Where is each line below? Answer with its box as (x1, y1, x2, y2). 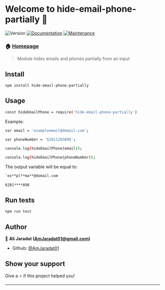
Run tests (5, 196, 35, 204)
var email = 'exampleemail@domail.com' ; (5, 128, 89, 133)
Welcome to (5, 3, 55, 15)
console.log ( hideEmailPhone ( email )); (5, 146, 82, 151)
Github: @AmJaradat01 (12, 245, 59, 251)
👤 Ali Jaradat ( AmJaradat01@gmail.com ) (5, 236, 90, 242)
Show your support (5, 260, 65, 268)
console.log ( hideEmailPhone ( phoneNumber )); (5, 155, 96, 160)
